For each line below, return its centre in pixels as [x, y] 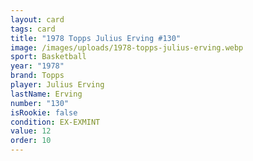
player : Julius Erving [57, 85]
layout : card [37, 19]
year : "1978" [37, 66]
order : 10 [31, 141]
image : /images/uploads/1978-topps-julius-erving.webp [127, 47]
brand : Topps [37, 76]
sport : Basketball [48, 57]
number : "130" [40, 103]
